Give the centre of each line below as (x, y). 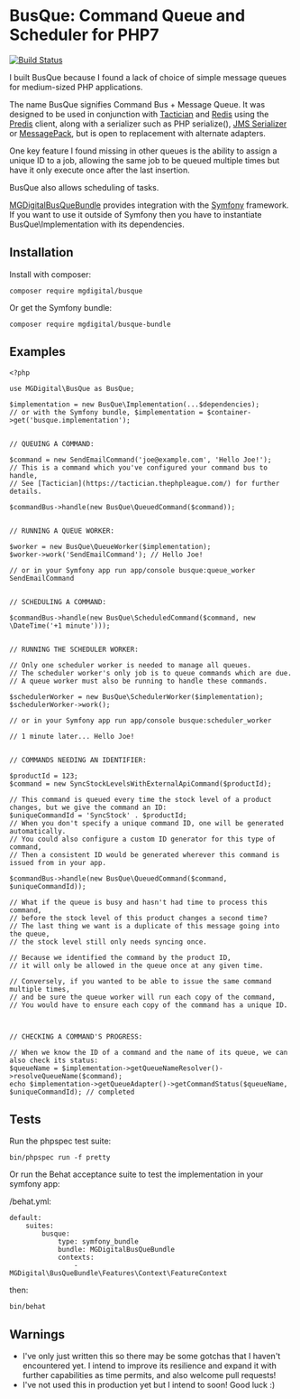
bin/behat (28, 1307)
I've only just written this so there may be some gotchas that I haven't (151, 1357)
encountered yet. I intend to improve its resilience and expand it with (149, 1366)
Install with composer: (50, 274)
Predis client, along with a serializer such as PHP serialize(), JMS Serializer (148, 124)
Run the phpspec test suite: (60, 1141)
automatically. (38, 831)
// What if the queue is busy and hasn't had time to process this (139, 902)
